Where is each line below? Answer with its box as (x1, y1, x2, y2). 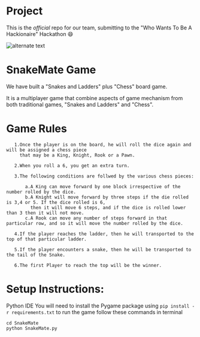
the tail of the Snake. (6, 252, 66, 258)
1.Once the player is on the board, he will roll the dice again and (14, 142, 192, 148)
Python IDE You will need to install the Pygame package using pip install (6, 302, 190, 309)
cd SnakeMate (6, 320, 39, 326)
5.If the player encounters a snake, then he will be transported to (14, 246, 192, 252)
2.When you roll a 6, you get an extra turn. (14, 163, 130, 168)
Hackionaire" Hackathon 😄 (6, 30, 74, 37)
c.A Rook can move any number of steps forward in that (25, 215, 168, 221)
